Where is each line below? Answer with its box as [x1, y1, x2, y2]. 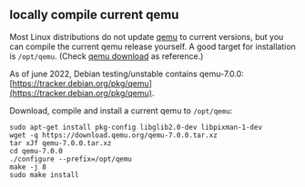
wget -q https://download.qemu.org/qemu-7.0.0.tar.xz [9, 131, 219, 140]
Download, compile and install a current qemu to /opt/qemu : [9, 104, 233, 116]
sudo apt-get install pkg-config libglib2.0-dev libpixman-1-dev [9, 123, 262, 132]
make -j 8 [9, 162, 47, 172]
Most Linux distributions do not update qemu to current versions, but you [9, 31, 284, 42]
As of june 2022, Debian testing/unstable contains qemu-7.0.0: [9, 68, 244, 79]
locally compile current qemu [9, 7, 179, 23]
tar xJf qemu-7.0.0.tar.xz [9, 138, 112, 148]
